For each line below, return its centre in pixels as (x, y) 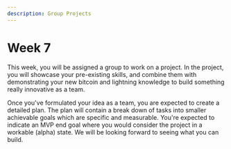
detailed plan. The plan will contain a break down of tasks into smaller (107, 110)
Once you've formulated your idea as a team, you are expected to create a (113, 103)
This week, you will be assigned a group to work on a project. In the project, (115, 67)
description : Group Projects (49, 14)
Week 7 (29, 47)
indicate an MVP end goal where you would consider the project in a (105, 125)
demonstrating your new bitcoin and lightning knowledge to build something (116, 82)
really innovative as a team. (46, 89)
